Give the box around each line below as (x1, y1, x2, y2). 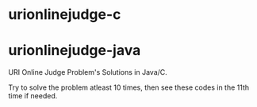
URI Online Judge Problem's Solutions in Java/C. (8, 68, 168, 77)
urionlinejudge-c (8, 6, 121, 24)
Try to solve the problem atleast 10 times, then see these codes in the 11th (8, 83, 250, 92)
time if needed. (8, 91, 58, 101)
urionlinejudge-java (8, 42, 141, 60)
